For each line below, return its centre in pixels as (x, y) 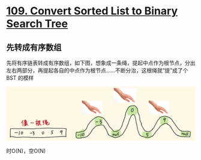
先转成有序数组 (34, 47)
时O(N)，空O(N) (26, 150)
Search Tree (37, 24)
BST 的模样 (20, 78)
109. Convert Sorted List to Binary (92, 11)
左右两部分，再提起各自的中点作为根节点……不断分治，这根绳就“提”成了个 (97, 70)
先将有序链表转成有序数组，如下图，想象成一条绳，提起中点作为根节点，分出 (101, 63)
